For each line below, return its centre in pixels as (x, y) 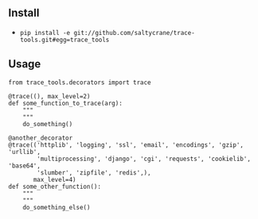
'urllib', (25, 152)
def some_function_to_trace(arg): (66, 103)
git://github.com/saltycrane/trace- (134, 33)
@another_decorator (41, 138)
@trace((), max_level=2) (49, 96)
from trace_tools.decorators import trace (80, 83)
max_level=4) (55, 179)
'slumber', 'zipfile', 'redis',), (94, 173)
